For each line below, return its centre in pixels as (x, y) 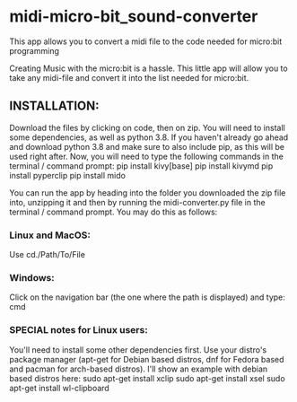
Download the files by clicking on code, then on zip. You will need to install (147, 127)
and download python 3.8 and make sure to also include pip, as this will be (147, 146)
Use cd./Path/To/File (47, 255)
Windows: (32, 277)
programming (35, 50)
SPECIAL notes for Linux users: (79, 330)
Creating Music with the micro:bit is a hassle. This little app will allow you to (149, 68)
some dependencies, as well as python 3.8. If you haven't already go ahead (149, 137)
